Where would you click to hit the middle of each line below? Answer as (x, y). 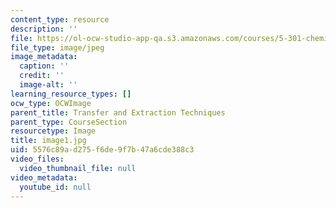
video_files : (37, 159)
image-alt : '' (48, 85)
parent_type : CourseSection (69, 122)
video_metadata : (44, 177)
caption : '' (44, 66)
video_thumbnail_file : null (78, 168)
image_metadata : (44, 57)
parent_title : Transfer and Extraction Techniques (118, 112)
